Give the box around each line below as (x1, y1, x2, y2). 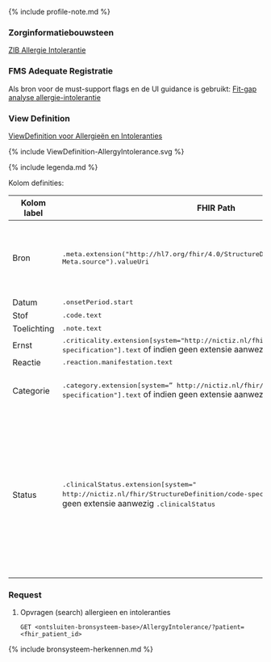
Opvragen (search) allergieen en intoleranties (19, 608, 171, 618)
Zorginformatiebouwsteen (8, 27, 115, 38)
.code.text (61, 311, 102, 320)
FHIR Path (197, 202, 236, 213)
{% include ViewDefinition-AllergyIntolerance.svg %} (8, 146, 185, 156)
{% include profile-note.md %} (8, 7, 111, 16)
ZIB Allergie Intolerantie (8, 45, 86, 55)
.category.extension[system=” (61, 382, 173, 390)
